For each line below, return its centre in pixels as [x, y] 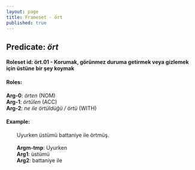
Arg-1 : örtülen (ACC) [32, 101]
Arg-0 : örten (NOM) [31, 95]
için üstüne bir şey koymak [40, 69]
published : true [26, 23]
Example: [18, 122]
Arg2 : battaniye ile [40, 160]
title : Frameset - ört [34, 17]
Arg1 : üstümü [33, 154]
